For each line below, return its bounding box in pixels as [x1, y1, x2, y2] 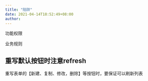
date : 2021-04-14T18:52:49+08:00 [5, 12, 74, 17]
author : [5, 16, 21, 21]
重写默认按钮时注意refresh [5, 56, 87, 65]
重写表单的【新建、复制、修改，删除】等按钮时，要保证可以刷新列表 [5, 71, 143, 77]
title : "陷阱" [5, 7, 33, 12]
